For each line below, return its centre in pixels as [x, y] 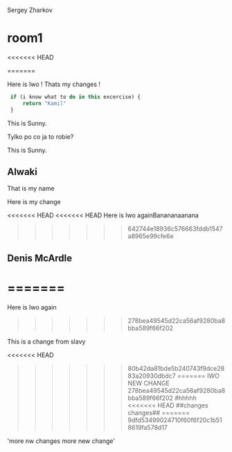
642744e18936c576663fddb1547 [175, 229]
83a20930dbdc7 [152, 376]
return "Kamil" [45, 103]
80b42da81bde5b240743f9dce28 [176, 368]
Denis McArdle [40, 258]
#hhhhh [186, 398]
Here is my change [34, 202]
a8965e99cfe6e [151, 236]
